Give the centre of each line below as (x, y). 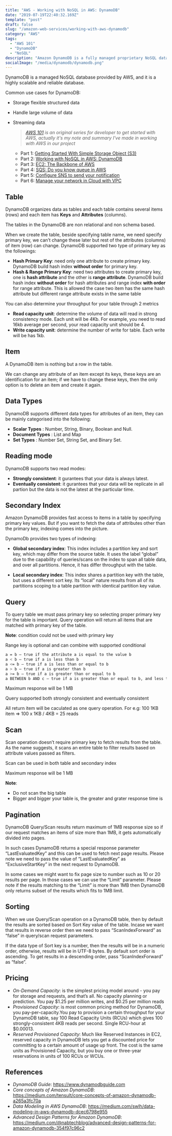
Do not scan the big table (39, 793)
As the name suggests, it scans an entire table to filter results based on (80, 748)
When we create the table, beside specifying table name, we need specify (84, 235)
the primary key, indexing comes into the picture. (57, 529)
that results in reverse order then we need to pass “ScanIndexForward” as (83, 930)
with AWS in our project (50, 143)
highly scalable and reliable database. (45, 83)
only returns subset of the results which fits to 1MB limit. (64, 891)
